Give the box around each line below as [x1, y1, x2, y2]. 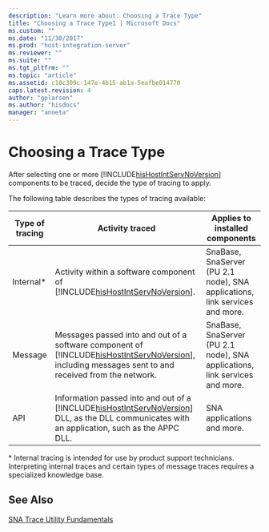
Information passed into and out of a [54, 392, 192, 403]
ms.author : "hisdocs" [8, 101, 81, 109]
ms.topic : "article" [8, 71, 78, 79]
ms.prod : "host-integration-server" [8, 42, 130, 50]
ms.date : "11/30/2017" [8, 34, 84, 42]
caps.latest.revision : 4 [8, 86, 91, 95]
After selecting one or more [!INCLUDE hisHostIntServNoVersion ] [8, 169, 222, 179]
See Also [8, 494, 54, 507]
